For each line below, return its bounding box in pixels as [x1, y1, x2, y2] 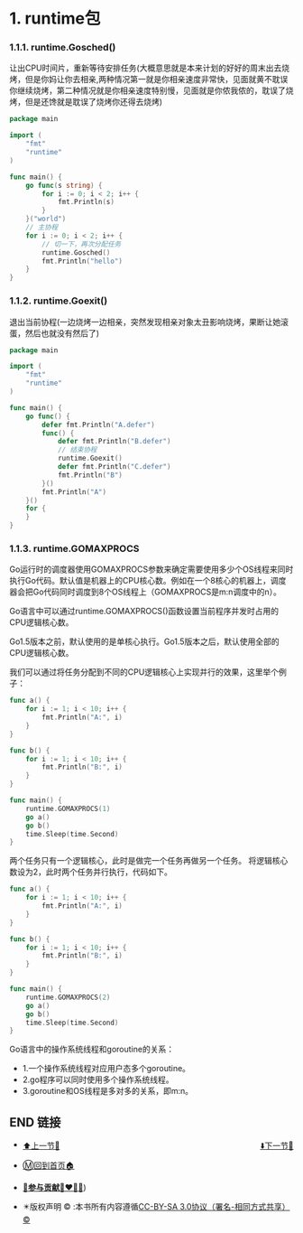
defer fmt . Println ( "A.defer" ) [41, 420, 155, 429]
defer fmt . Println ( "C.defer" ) [57, 462, 171, 472]
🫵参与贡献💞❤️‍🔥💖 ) [22, 1182, 87, 1192]
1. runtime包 [9, 8, 101, 29]
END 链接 [9, 1115, 61, 1130]
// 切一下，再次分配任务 [41, 239, 122, 248]
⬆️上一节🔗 [22, 1140, 60, 1152]
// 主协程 [25, 223, 59, 232]
